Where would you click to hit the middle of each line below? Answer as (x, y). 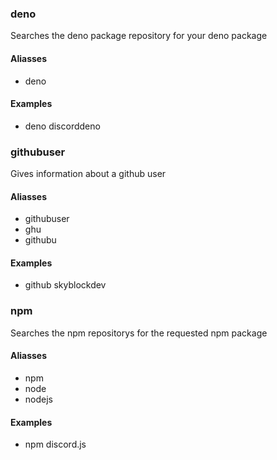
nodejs (38, 399)
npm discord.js (55, 444)
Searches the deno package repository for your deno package (139, 36)
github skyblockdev (65, 285)
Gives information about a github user (88, 173)
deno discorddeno (62, 126)
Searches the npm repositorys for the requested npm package (139, 333)
